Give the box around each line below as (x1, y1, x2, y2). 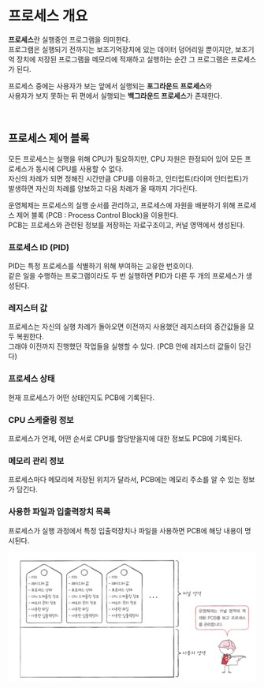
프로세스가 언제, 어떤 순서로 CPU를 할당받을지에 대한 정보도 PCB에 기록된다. (8, 433, 243, 443)
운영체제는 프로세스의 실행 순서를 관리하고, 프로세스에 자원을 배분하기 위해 (8, 200, 236, 210)
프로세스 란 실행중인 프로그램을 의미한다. (8, 35, 131, 44)
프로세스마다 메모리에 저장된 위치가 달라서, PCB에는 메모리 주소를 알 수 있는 (8, 475, 241, 484)
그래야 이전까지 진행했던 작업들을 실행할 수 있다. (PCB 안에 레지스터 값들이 (8, 342, 237, 351)
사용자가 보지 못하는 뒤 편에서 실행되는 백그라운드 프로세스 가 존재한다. (8, 91, 223, 100)
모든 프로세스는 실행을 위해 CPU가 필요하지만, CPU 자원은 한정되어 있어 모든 (8, 154, 244, 163)
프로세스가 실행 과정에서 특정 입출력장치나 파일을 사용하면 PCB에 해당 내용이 (8, 525, 243, 535)
